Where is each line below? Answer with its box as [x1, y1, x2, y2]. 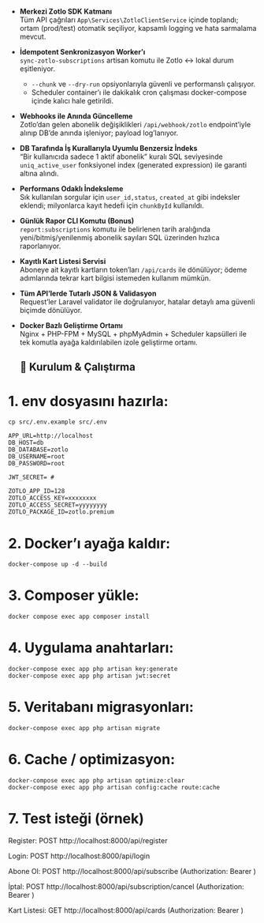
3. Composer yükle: [8, 586, 139, 605]
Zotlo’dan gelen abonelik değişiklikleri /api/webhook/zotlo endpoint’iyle [19, 120, 251, 129]
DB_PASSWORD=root [8, 460, 65, 468]
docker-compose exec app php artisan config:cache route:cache [8, 784, 221, 792]
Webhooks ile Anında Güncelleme [19, 111, 133, 121]
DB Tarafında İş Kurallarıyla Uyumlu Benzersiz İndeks [19, 144, 198, 153]
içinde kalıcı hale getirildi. [31, 96, 114, 105]
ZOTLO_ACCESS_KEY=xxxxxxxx [8, 494, 97, 503]
